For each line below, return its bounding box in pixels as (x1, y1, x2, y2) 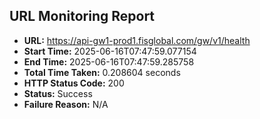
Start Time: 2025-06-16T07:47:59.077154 (23, 45, 197, 57)
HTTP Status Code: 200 (23, 77, 125, 89)
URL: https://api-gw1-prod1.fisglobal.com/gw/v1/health (23, 34, 251, 46)
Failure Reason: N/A (23, 98, 109, 110)
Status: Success (23, 87, 93, 99)
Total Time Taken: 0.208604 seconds (23, 66, 181, 78)
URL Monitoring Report (9, 8, 156, 25)
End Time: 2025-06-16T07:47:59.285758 (23, 55, 195, 68)
